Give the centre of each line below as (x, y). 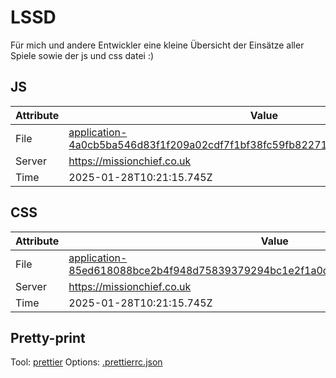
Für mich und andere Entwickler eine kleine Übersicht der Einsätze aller (157, 45)
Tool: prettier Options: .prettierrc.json (86, 362)
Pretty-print (48, 337)
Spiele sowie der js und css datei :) (82, 55)
